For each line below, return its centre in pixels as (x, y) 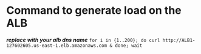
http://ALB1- (179, 40)
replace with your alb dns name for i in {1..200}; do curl (83, 40)
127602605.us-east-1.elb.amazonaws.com (57, 46)
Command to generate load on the (94, 10)
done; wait (129, 46)
